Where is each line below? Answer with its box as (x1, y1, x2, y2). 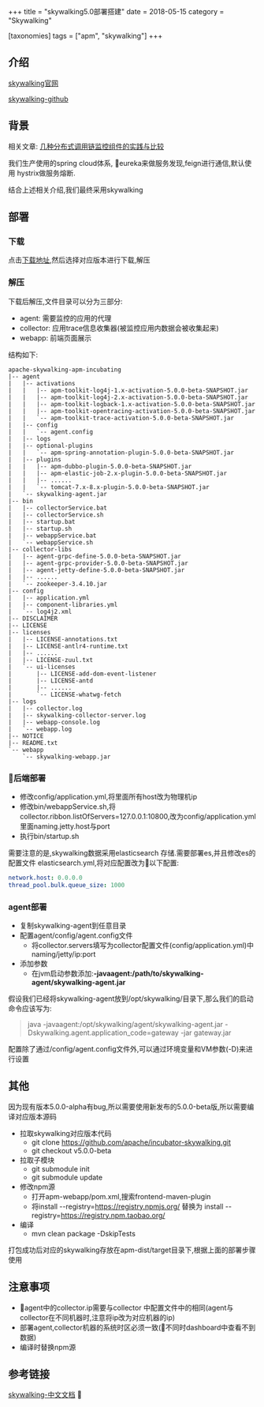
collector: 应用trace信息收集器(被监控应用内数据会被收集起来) (19, 323, 219, 333)
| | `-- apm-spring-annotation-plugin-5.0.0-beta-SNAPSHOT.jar (8, 449, 235, 457)
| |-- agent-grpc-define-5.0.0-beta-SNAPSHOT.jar (8, 552, 181, 560)
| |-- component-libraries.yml (8, 600, 118, 608)
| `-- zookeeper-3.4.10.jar (8, 580, 108, 588)
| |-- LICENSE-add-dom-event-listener (8, 670, 157, 678)
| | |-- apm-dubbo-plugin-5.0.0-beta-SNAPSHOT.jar (8, 462, 192, 470)
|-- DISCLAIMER (8, 615, 58, 623)
